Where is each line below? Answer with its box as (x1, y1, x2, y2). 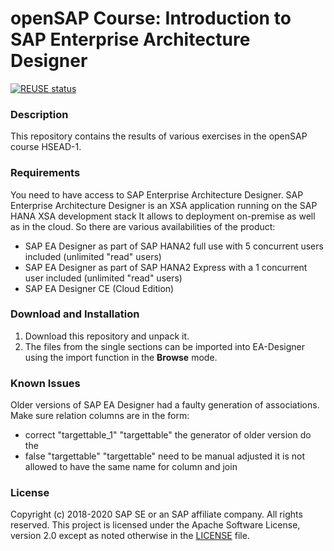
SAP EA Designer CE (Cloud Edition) (24, 282, 175, 294)
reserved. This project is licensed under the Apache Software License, (10, 519, 301, 531)
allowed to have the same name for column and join (24, 461, 238, 473)
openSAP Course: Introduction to (10, 7, 292, 30)
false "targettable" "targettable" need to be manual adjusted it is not (24, 450, 305, 462)
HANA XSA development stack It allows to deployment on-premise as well (10, 210, 316, 222)
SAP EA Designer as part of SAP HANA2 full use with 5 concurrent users (24, 240, 324, 252)
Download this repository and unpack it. (24, 330, 190, 342)
